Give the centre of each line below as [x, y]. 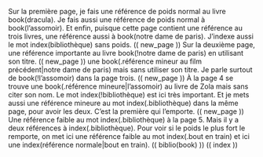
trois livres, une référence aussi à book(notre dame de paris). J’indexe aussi [131, 36]
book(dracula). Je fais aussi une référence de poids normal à [107, 20]
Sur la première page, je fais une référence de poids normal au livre [117, 11]
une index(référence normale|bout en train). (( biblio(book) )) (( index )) [123, 145]
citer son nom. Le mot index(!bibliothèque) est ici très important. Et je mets [129, 95]
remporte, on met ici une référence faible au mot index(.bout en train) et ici [129, 136]
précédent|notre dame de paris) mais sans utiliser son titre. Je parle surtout [130, 69]
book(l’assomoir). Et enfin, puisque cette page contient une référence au [126, 28]
